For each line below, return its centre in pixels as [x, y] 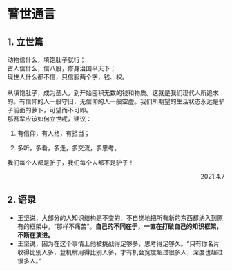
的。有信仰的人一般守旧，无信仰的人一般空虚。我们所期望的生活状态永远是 [113, 101]
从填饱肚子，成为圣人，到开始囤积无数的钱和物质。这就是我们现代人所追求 [113, 93]
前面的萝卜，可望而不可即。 [52, 110]
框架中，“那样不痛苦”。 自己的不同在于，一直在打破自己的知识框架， [126, 226]
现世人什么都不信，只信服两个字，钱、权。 [68, 77]
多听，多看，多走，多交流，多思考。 [69, 148]
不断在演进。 [35, 234]
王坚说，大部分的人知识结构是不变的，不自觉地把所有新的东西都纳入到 [117, 217]
